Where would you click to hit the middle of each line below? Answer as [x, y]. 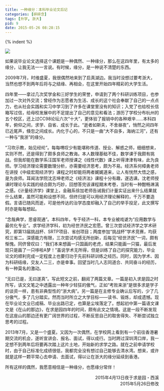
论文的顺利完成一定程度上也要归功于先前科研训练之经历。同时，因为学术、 [80, 256]
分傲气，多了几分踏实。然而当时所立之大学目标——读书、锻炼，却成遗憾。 [80, 297]
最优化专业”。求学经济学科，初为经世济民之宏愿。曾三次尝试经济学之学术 [79, 226]
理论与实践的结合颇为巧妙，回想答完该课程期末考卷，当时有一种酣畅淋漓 [86, 184]
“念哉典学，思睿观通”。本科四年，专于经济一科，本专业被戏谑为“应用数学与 [81, 219]
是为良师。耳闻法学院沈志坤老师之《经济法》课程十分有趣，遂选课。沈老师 [80, 178]
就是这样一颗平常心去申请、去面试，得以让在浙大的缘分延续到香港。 [73, 357]
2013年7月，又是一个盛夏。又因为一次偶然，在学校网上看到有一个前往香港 [80, 332]
